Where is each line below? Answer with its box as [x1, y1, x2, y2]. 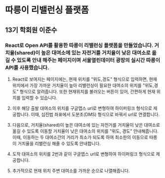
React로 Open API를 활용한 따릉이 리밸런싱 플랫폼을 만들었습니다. [5, 42, 154, 48]
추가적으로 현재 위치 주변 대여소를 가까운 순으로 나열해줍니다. [12, 168, 130, 174]
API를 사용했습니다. [5, 64, 49, 71]
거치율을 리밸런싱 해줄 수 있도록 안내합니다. [17, 140, 101, 146]
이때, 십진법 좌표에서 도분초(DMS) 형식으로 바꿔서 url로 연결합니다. [31, 111, 160, 117]
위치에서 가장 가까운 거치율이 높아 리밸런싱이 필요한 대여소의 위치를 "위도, [12, 82, 154, 88]
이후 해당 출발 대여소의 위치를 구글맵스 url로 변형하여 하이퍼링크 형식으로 [12, 105, 152, 111]
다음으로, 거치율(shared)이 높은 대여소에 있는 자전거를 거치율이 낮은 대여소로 [12, 122, 161, 128]
